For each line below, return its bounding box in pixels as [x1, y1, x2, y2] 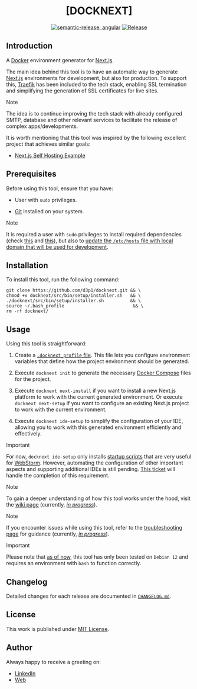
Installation [6, 260, 48, 270]
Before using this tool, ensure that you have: [6, 185, 114, 192]
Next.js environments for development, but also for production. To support [6, 74, 187, 81]
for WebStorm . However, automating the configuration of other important [6, 459, 183, 466]
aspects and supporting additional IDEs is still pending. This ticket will [6, 466, 175, 473]
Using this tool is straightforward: [6, 340, 87, 347]
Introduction [6, 41, 53, 51]
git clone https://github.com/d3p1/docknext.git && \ [6, 287, 142, 294]
